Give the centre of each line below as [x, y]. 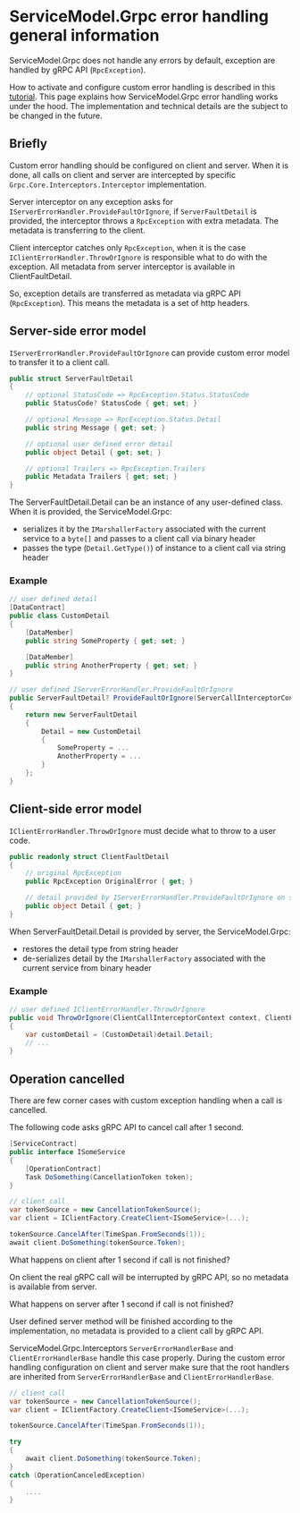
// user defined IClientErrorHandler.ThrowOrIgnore [107, 1010]
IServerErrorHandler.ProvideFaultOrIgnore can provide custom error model [150, 353]
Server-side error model [78, 331]
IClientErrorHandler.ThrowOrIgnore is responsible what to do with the [138, 257]
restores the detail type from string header [100, 948]
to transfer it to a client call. [59, 362]
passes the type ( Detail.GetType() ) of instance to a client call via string [154, 548]
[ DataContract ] [37, 608]
